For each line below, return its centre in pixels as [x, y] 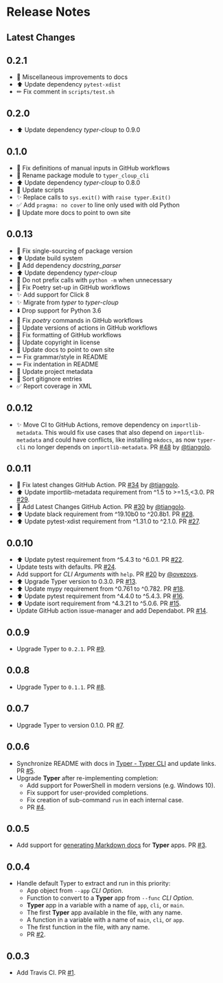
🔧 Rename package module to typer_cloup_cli [83, 175]
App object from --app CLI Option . [75, 891]
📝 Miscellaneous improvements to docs [72, 77]
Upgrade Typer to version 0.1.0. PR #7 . [70, 725]
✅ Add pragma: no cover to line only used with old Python [98, 205]
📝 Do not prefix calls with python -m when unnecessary [94, 280]
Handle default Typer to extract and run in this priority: [93, 883]
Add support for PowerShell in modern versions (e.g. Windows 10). [121, 785]
